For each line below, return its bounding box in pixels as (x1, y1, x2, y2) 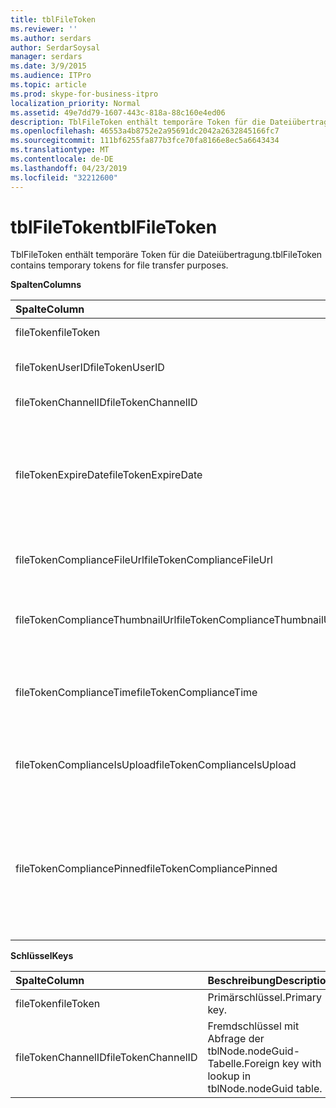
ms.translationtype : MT (10, 145, 110, 155)
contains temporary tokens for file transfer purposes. (10, 259, 229, 271)
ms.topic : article (10, 80, 87, 90)
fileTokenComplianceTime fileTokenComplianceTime (15, 686, 258, 700)
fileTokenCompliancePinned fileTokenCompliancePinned (15, 862, 278, 876)
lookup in (207, 1069, 252, 1083)
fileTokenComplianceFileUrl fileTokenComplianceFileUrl (15, 553, 273, 567)
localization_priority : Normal (10, 98, 141, 108)
